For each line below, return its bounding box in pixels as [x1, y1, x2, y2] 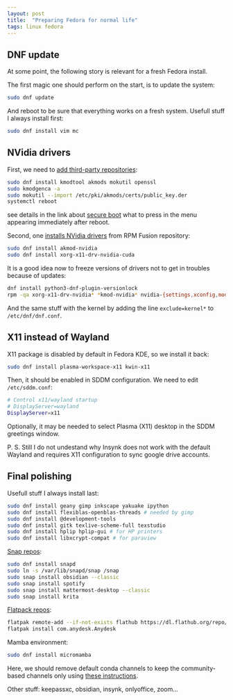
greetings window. [7, 430, 60, 438]
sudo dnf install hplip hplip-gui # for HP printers [7, 528, 163, 535]
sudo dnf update [7, 95, 54, 101]
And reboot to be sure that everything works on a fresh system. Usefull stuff [7, 107, 225, 115]
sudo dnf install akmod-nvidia [7, 245, 98, 252]
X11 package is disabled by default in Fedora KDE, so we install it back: [7, 350, 209, 358]
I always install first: [7, 114, 64, 122]
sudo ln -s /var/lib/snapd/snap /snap [7, 567, 119, 574]
